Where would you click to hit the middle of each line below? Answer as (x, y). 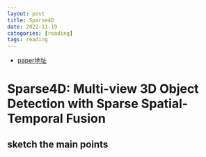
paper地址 (32, 61)
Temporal (35, 119)
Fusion (86, 119)
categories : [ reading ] (40, 33)
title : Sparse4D (31, 20)
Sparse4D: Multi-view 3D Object (103, 89)
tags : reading (28, 40)
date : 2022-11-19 (32, 27)
